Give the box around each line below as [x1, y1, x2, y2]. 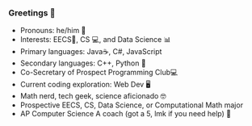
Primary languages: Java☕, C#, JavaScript [19, 47, 162, 57]
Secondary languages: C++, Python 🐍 [19, 58, 147, 68]
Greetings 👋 [8, 7, 56, 19]
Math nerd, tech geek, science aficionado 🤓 [19, 91, 167, 101]
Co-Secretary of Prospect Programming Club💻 [19, 68, 178, 78]
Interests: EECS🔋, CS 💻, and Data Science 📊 [19, 35, 171, 44]
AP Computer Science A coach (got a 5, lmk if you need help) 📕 [19, 109, 232, 119]
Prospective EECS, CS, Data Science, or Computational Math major [19, 100, 244, 110]
